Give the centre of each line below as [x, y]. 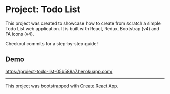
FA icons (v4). [20, 34]
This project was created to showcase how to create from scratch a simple [83, 23]
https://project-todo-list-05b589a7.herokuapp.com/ [59, 71]
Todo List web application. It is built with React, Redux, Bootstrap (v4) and [82, 28]
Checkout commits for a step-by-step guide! [52, 43]
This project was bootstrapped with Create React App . [62, 86]
